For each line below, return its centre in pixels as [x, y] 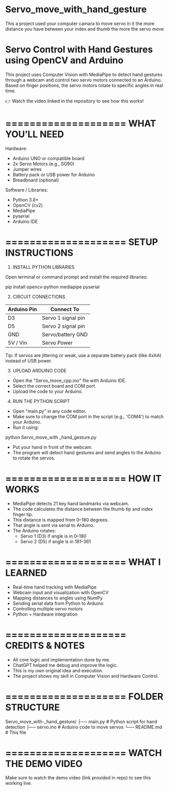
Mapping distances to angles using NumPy [58, 598]
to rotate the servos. [34, 458]
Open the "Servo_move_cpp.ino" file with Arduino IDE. [69, 380]
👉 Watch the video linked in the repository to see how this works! [75, 101]
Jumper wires [27, 169]
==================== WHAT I [83, 562]
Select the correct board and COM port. [54, 386]
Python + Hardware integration [45, 614]
